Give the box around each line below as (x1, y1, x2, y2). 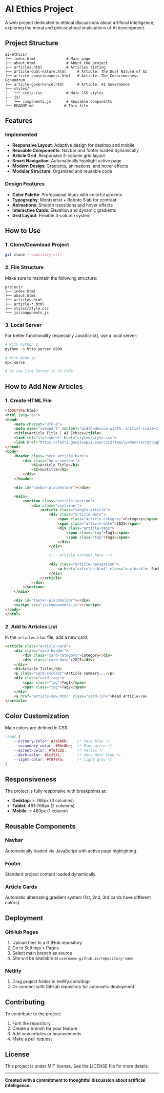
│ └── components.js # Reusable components (5, 99, 112, 104)
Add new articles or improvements (12, 1031, 82, 1037)
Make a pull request (12, 1036, 52, 1042)
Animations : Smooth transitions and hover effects (12, 202, 113, 208)
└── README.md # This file (5, 103, 89, 108)
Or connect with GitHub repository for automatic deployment (12, 984, 135, 990)
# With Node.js (5, 356, 36, 360)
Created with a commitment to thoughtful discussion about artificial (5, 1077, 146, 1083)
